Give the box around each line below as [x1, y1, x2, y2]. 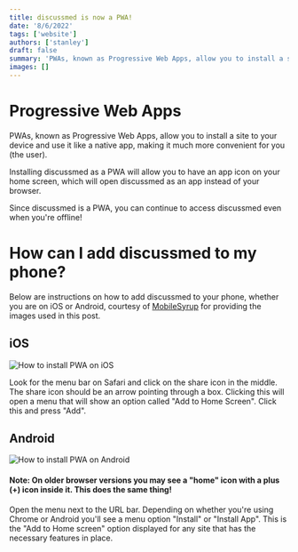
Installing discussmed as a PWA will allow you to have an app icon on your [9, 166, 281, 177]
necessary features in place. [9, 532, 114, 543]
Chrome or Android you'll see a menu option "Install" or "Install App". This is [9, 513, 287, 524]
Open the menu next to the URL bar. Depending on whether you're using [9, 504, 274, 515]
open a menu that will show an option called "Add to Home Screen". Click [9, 396, 277, 406]
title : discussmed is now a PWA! [9, 12, 133, 22]
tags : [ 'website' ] [9, 29, 77, 38]
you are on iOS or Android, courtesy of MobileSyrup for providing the [9, 300, 262, 311]
